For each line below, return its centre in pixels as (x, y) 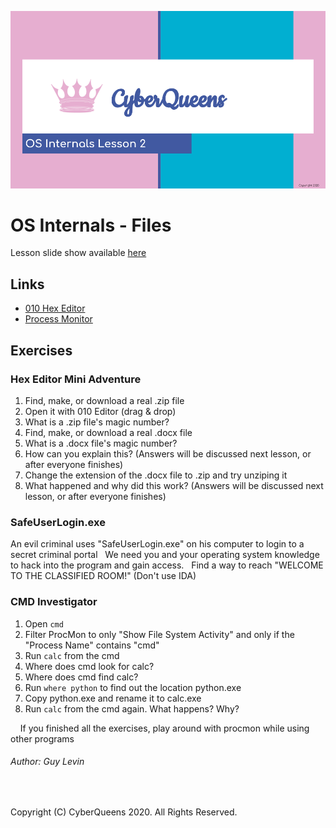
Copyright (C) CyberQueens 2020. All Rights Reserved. (124, 812)
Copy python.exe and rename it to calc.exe (113, 698)
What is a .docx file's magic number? (101, 443)
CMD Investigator (54, 602)
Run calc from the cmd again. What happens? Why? (132, 708)
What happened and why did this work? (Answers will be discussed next (174, 485)
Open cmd (44, 623)
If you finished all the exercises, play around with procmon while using (164, 728)
